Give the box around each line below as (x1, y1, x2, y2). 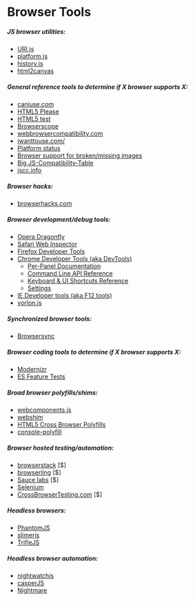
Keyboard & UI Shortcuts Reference (27, 277, 129, 285)
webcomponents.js (17, 406, 72, 414)
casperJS (17, 578, 45, 587)
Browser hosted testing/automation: (7, 443, 114, 452)
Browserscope (17, 122, 59, 131)
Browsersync (17, 332, 55, 341)
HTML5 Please (17, 108, 60, 116)
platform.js (17, 53, 48, 61)
